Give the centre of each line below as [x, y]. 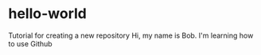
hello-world [48, 14]
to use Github [31, 43]
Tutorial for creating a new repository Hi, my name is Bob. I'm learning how [131, 35]
